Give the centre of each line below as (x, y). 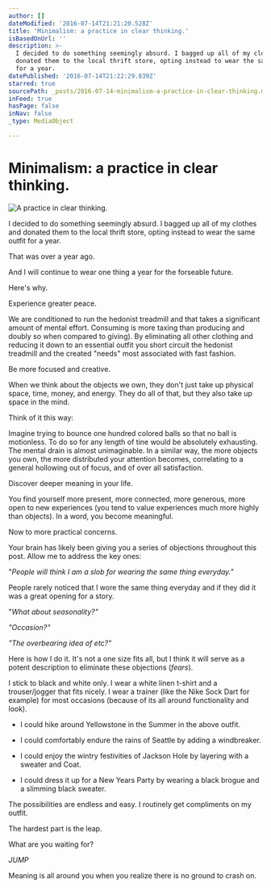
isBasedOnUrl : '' (38, 38)
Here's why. (28, 287)
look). (18, 708)
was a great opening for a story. (61, 596)
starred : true (32, 83)
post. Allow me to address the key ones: (75, 556)
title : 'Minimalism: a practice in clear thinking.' (99, 31)
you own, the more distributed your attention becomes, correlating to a (126, 459)
